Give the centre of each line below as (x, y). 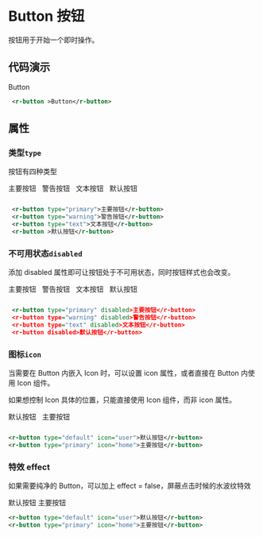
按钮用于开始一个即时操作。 (54, 40)
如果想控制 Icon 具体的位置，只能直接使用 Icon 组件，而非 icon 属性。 (122, 400)
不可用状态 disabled (45, 253)
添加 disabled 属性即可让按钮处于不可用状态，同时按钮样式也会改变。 (122, 272)
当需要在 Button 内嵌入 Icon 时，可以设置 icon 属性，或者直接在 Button (124, 373)
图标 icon (25, 354)
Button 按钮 (46, 16)
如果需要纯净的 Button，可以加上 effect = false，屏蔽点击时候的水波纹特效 (130, 485)
